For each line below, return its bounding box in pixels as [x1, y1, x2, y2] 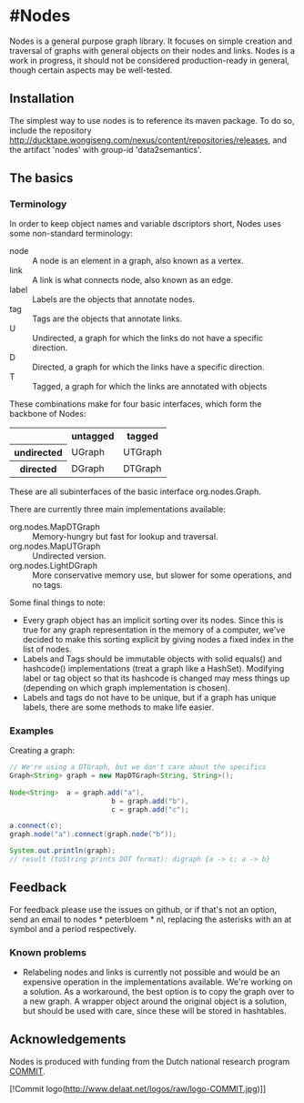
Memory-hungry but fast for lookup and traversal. [32, 531, 218, 541]
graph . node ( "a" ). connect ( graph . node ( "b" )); [9, 830, 177, 839]
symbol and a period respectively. [9, 923, 137, 934]
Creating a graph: [9, 745, 76, 756]
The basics [9, 170, 74, 187]
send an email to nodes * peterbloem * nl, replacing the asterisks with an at [9, 914, 292, 925]
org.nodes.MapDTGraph [9, 521, 100, 532]
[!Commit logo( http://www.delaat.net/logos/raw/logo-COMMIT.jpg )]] [9, 1083, 267, 1094]
